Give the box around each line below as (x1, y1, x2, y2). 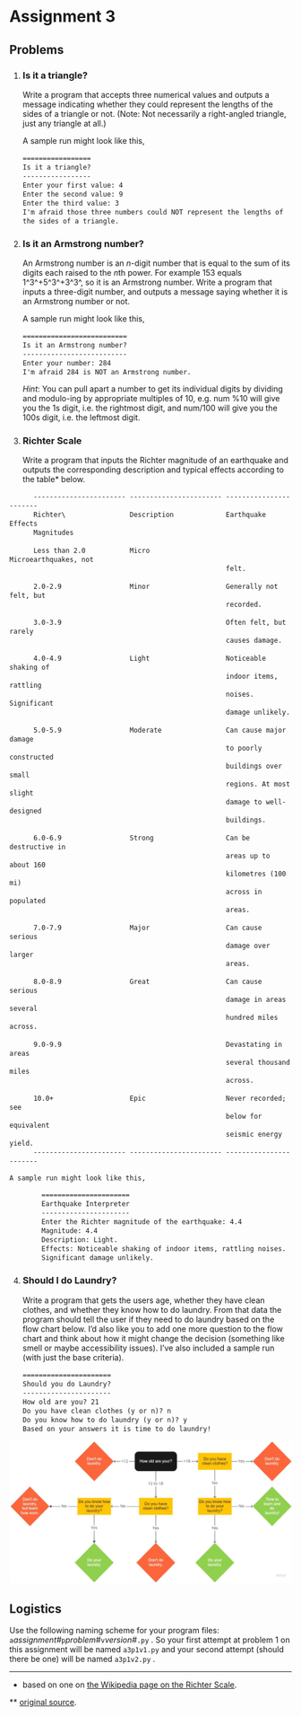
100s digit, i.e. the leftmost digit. (21, 412, 141, 423)
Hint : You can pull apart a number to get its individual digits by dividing (21, 383, 284, 394)
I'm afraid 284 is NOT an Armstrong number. (21, 368, 192, 377)
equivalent (9, 1121, 50, 1131)
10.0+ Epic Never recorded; (32, 1094, 287, 1104)
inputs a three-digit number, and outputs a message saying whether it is (21, 286, 288, 297)
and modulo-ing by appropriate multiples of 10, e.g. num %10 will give (21, 393, 280, 404)
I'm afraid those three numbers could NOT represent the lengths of (21, 207, 284, 216)
